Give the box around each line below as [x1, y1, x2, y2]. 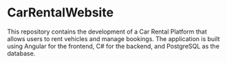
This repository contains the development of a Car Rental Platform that [7, 27, 208, 36]
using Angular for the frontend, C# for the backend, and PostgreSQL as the [7, 42, 220, 50]
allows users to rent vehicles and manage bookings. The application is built [7, 34, 220, 42]
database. [7, 49, 36, 58]
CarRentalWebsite [7, 5, 114, 21]
